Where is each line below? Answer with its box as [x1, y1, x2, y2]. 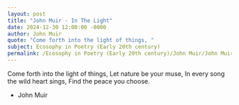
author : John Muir [7, 30, 62, 38]
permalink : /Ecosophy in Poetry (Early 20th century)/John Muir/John [7, 50, 218, 57]
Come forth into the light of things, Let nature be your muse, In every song [7, 69, 225, 78]
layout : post [7, 10, 46, 18]
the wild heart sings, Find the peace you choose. [7, 77, 151, 85]
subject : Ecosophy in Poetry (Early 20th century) [7, 43, 161, 50]
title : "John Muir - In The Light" [7, 17, 113, 24]
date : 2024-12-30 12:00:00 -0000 [7, 23, 107, 31]
